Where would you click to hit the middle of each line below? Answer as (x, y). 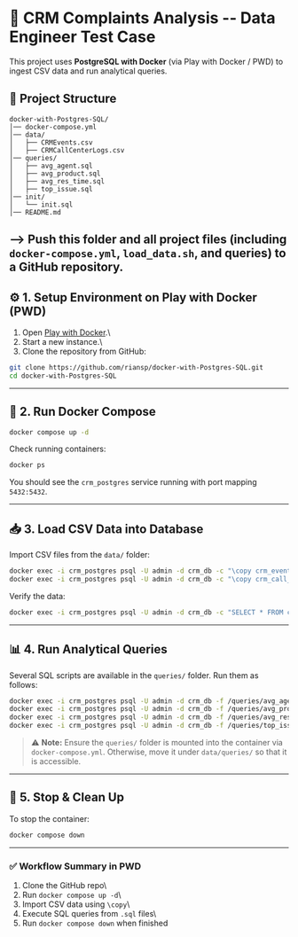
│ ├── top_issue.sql (51, 189)
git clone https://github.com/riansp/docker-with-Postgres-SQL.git (137, 367)
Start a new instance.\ (62, 341)
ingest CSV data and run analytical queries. (88, 71)
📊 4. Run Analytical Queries (88, 649)
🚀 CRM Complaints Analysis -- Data (142, 18)
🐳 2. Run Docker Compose (83, 412)
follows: (24, 684)
